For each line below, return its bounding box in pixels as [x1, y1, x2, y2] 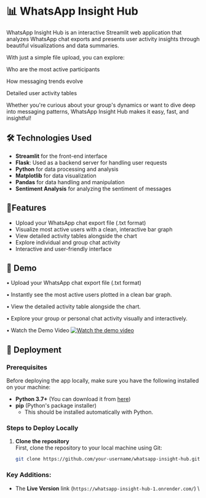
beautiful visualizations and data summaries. [6, 42, 119, 49]
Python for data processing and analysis [15, 165, 119, 173]
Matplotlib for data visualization [15, 172, 97, 179]
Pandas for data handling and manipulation [15, 178, 125, 185]
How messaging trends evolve [6, 77, 83, 85]
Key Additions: [6, 470, 52, 479]
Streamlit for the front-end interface [15, 152, 108, 160]
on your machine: [6, 384, 51, 391]
